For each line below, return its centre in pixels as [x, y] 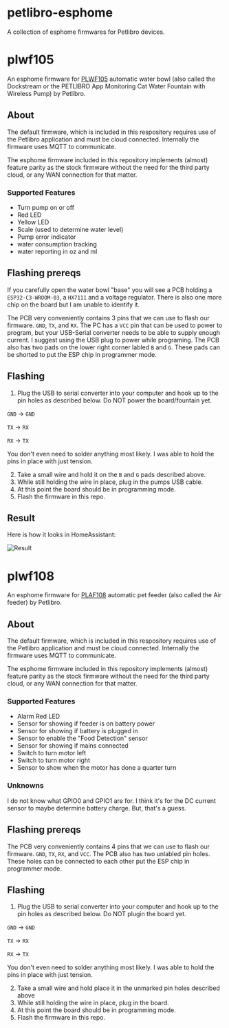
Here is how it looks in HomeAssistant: [62, 535]
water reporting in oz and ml [57, 251]
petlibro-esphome [60, 13]
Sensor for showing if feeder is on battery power [86, 724]
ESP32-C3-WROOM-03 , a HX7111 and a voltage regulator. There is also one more [115, 297]
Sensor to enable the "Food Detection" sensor [82, 738]
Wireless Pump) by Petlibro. [46, 93]
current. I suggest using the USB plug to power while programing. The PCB [113, 340]
